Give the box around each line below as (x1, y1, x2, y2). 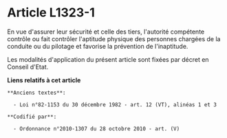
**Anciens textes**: (7, 89, 67, 96)
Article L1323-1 (7, 5, 95, 21)
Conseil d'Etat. (7, 62, 49, 71)
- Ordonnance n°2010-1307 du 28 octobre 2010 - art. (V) (13, 125, 180, 132)
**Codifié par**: (7, 113, 57, 120)
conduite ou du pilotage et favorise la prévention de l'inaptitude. (7, 42, 188, 50)
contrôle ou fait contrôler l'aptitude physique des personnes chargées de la (7, 34, 221, 43)
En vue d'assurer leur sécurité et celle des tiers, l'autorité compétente (7, 27, 205, 36)
